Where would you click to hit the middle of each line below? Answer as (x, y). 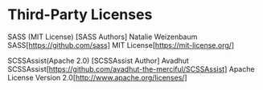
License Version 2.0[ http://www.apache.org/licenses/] (97, 77)
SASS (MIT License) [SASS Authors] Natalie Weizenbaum (103, 37)
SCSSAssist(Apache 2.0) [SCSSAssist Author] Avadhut (99, 61)
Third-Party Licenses (80, 15)
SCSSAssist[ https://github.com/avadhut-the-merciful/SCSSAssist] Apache (131, 68)
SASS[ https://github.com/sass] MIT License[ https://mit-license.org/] (121, 45)
